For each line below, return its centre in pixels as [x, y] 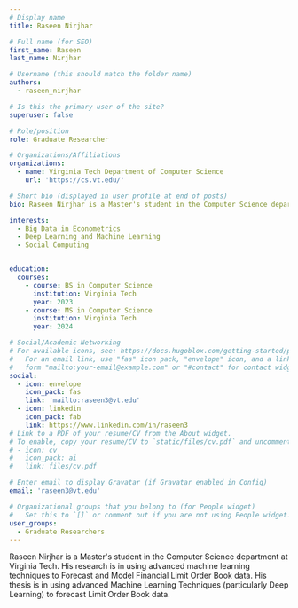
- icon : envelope [49, 384]
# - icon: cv [33, 450]
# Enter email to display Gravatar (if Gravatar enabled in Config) [138, 483]
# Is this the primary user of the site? [87, 107]
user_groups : [33, 523]
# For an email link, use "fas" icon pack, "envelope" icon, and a [141, 359]
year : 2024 [53, 327]
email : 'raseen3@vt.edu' [55, 491]
